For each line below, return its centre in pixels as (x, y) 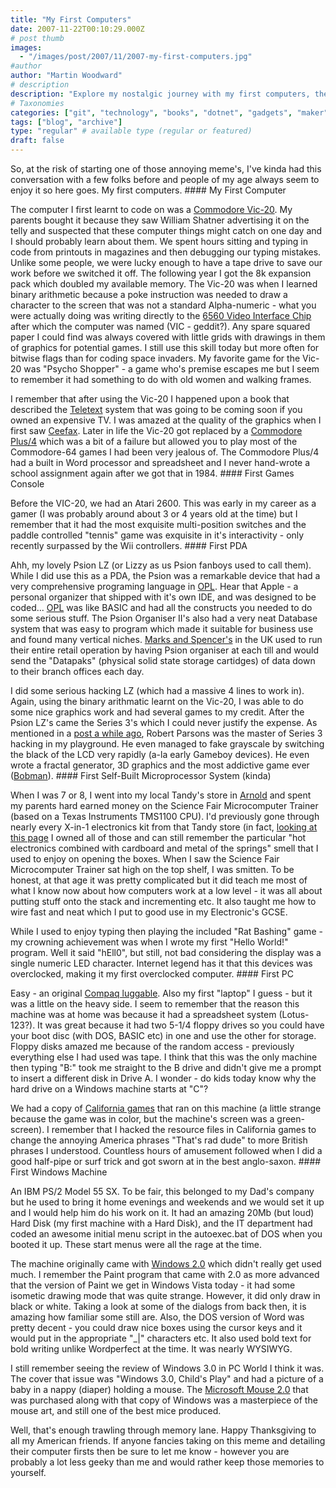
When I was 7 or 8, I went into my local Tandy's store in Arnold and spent (161, 795)
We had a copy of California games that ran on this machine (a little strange (166, 1108)
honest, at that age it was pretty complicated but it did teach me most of (159, 880)
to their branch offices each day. (77, 671)
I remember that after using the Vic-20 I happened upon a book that (150, 399)
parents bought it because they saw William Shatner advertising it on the (160, 220)
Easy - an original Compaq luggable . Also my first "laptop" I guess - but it (161, 993)
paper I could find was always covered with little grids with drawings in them (168, 337)
